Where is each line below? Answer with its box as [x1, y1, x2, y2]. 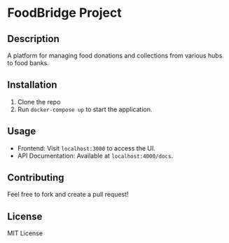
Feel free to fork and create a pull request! [7, 190, 129, 199]
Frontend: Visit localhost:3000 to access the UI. [17, 144, 155, 152]
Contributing [7, 172, 64, 183]
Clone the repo [17, 97, 61, 106]
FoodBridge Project [7, 5, 122, 21]
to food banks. [7, 59, 49, 67]
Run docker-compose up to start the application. [17, 105, 153, 113]
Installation [7, 79, 57, 91]
